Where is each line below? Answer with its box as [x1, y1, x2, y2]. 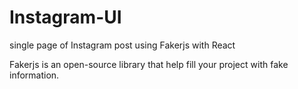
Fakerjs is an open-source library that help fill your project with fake [9, 58, 289, 70]
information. [9, 69, 60, 81]
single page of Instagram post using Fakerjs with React [9, 39, 236, 51]
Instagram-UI [9, 6, 122, 29]
